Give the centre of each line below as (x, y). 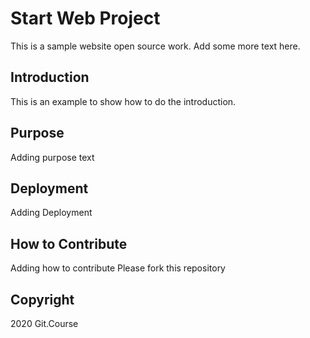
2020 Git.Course (44, 323)
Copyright (42, 299)
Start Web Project (85, 18)
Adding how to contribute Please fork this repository (118, 268)
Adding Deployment (51, 213)
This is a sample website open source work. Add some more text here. (155, 46)
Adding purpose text (52, 157)
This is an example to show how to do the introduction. (123, 101)
